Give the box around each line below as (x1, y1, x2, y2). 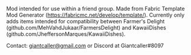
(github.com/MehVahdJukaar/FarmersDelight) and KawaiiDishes (6, 24, 166, 31)
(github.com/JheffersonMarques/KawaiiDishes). (6, 30, 126, 38)
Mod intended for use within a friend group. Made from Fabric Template (6, 5, 186, 12)
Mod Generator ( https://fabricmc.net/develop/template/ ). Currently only (6, 11, 185, 19)
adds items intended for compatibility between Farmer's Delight (6, 18, 165, 25)
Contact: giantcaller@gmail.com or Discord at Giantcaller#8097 (6, 42, 164, 49)
